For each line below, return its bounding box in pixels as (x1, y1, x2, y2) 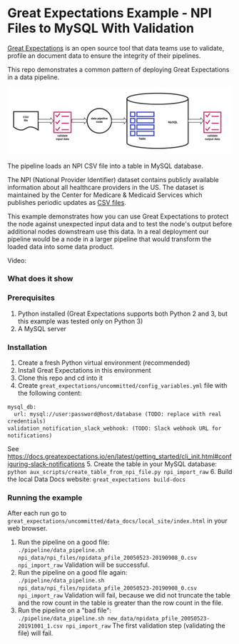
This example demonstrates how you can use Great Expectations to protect (7, 212, 229, 221)
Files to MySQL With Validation (7, 20, 195, 36)
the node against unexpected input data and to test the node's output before (7, 219, 233, 228)
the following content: (17, 389, 82, 398)
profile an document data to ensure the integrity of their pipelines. (7, 51, 201, 60)
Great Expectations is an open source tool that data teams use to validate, (7, 44, 225, 52)
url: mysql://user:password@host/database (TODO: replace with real (14, 411, 222, 418)
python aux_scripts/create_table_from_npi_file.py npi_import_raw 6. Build (7, 468, 233, 476)
